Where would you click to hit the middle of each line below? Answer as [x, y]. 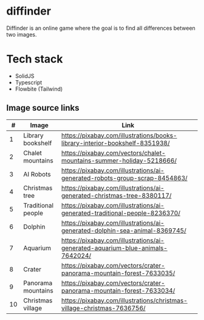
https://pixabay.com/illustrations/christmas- [124, 301]
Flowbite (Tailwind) [39, 89]
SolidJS [25, 76]
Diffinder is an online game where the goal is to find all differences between [101, 28]
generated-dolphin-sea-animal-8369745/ [124, 231]
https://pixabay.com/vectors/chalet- [113, 153]
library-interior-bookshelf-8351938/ [115, 143]
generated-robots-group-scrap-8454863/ [124, 178]
